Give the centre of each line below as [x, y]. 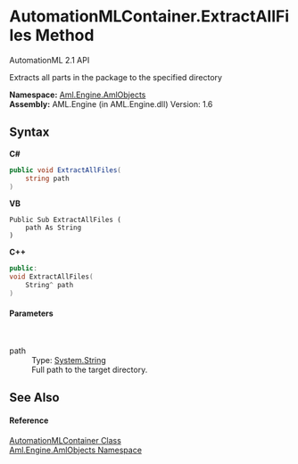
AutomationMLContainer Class [66, 440]
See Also [34, 398]
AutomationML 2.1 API [50, 60]
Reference [29, 420]
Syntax [29, 133]
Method [65, 35]
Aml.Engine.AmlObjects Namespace [76, 450]
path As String [54, 228]
